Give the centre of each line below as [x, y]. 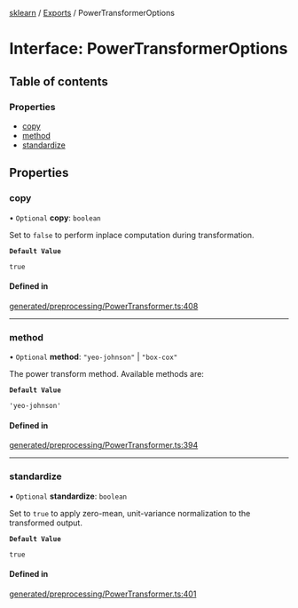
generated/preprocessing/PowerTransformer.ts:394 [104, 445]
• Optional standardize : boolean [68, 496]
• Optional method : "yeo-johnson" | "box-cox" [94, 357]
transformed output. [46, 523]
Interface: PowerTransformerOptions [149, 49]
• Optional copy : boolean [55, 218]
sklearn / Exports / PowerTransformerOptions [92, 13]
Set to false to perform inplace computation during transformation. [132, 235]
